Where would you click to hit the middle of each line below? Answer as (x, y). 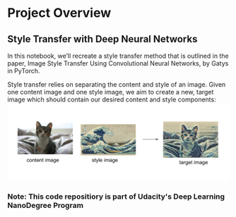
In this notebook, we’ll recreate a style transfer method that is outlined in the (118, 56)
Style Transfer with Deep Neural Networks (102, 39)
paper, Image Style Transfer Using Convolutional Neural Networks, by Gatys (118, 63)
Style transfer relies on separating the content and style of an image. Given (117, 85)
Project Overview (59, 13)
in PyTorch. (24, 71)
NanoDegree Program (45, 205)
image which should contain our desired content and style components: (112, 99)
